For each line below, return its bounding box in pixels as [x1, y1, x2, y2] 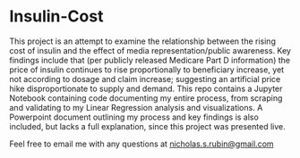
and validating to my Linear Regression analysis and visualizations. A [9, 102, 263, 112]
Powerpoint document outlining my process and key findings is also [9, 112, 260, 122]
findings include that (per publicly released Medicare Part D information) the [9, 54, 291, 65]
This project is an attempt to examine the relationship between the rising [9, 36, 276, 46]
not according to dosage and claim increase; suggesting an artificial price [9, 73, 281, 84]
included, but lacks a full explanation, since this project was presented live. [9, 121, 286, 131]
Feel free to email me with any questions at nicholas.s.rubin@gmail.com [9, 138, 275, 149]
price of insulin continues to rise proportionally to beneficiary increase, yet [9, 64, 285, 75]
